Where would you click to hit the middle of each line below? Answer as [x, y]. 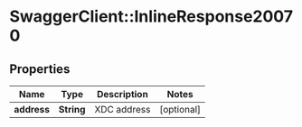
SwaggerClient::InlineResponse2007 [151, 17]
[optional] [180, 109]
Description [123, 94]
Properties [40, 69]
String [72, 109]
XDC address [123, 109]
